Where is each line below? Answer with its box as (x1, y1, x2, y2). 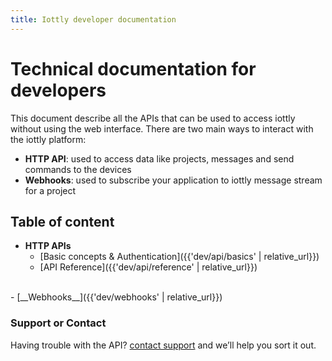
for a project (24, 184, 77, 196)
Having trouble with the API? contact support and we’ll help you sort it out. (10, 339, 317, 351)
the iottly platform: (10, 133, 87, 145)
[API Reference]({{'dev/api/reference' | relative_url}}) (39, 261, 258, 273)
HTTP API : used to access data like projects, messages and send (24, 152, 295, 165)
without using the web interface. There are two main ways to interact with (10, 122, 314, 135)
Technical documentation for (10, 57, 257, 80)
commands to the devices (24, 163, 132, 175)
